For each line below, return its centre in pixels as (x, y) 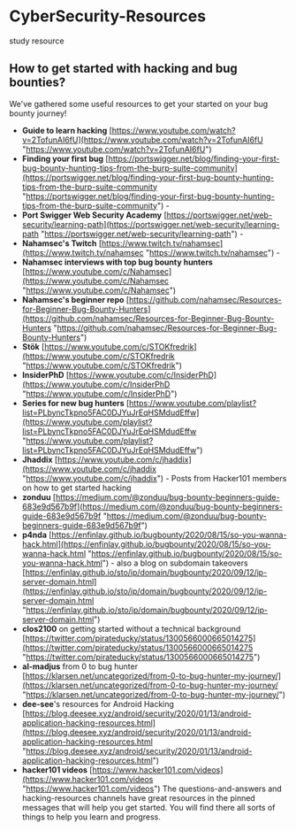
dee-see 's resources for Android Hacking (98, 704)
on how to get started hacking (76, 488)
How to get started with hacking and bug (123, 69)
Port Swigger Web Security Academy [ (94, 215)
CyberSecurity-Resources (107, 16)
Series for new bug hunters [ (76, 403)
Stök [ (33, 346)
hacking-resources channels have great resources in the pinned (139, 797)
